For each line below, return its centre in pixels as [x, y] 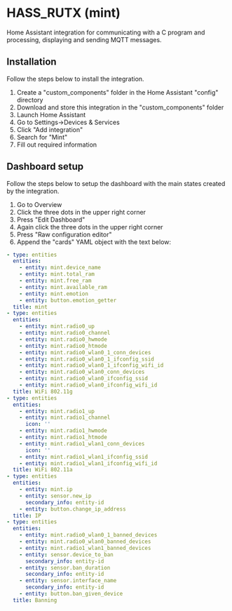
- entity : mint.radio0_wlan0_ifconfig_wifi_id [88, 385]
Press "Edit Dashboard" [51, 220]
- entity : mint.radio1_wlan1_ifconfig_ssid [84, 457]
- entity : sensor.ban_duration [65, 568]
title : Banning [35, 600]
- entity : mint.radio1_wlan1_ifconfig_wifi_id [88, 463]
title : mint [30, 307]
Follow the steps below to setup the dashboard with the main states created [116, 183]
